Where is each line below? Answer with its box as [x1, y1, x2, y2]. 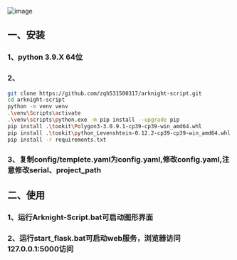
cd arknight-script [7, 96, 65, 103]
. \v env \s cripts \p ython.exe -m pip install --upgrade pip [7, 116, 180, 124]
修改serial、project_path [14, 165, 102, 175]
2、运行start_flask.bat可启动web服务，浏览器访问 [7, 233, 181, 243]
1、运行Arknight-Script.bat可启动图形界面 [7, 212, 154, 222]
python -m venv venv [7, 103, 69, 110]
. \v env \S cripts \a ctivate [7, 110, 81, 117]
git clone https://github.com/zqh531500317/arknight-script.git [7, 90, 202, 97]
